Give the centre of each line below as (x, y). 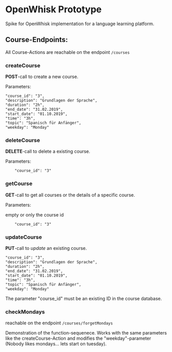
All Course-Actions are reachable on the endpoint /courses (68, 52)
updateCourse (24, 237)
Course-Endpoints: (37, 40)
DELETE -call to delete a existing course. (48, 151)
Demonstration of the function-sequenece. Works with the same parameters (86, 333)
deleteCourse (23, 140)
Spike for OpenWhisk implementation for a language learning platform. (80, 24)
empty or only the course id (35, 214)
